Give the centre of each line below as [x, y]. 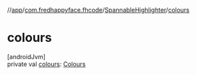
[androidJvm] [27, 56]
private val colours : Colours [47, 64]
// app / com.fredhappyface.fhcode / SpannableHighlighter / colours [98, 10]
